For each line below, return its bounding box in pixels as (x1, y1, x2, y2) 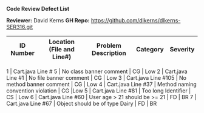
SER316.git (6, 24, 33, 30)
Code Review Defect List (6, 5, 70, 12)
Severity (169, 45, 195, 53)
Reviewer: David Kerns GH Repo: (6, 17, 90, 24)
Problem (96, 42, 121, 50)
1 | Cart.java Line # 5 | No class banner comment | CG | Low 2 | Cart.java (6, 68, 188, 75)
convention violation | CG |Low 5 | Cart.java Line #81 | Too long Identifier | (6, 87, 191, 94)
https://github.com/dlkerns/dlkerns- (90, 17, 181, 24)
